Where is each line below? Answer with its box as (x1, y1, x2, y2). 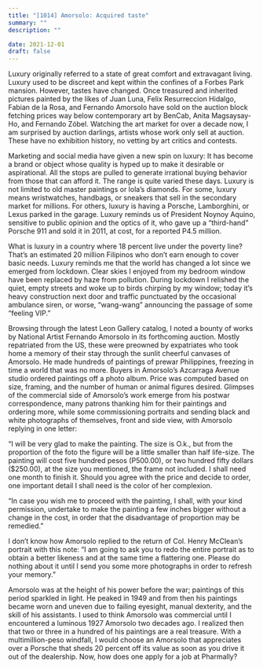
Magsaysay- (211, 111, 251, 120)
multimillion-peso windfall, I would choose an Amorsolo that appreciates (8, 635, 242, 645)
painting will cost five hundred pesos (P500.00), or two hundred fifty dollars (8, 456, 254, 465)
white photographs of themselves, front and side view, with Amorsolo (8, 416, 233, 425)
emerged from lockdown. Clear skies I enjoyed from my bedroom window (8, 266, 246, 276)
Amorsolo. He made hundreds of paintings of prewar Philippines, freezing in (8, 357, 254, 366)
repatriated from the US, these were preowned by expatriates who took (8, 340, 239, 350)
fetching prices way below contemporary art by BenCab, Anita (8, 111, 210, 120)
